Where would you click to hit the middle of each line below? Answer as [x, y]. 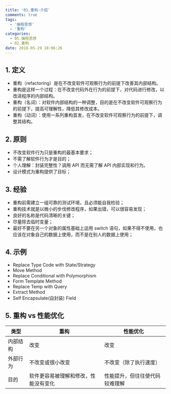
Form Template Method [37, 281]
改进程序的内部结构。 [35, 96]
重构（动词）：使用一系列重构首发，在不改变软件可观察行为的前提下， [85, 115]
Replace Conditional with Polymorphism [54, 275]
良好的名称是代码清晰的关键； [44, 216]
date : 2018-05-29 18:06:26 [34, 48]
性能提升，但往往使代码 [132, 376]
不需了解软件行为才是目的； [42, 159]
